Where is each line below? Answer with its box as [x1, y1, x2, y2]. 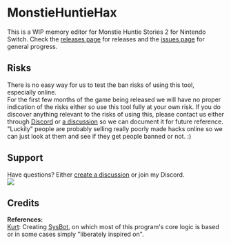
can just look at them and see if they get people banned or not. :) [7, 132, 192, 140]
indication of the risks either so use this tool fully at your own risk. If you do [7, 102, 221, 111]
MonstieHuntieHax [7, 5, 117, 21]
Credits [7, 197, 40, 208]
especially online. [7, 88, 57, 96]
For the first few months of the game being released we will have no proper [7, 95, 221, 104]
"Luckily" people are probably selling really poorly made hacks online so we [7, 124, 223, 133]
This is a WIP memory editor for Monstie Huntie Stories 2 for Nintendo [7, 28, 206, 36]
